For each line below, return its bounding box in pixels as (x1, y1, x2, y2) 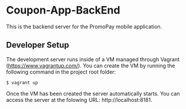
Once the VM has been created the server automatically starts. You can (6, 90, 180, 97)
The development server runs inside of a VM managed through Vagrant (6, 55, 180, 62)
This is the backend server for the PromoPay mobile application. (6, 23, 162, 30)
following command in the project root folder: (6, 68, 116, 75)
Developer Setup (6, 40, 70, 50)
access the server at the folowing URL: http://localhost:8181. (6, 96, 152, 103)
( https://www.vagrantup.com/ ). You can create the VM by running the (6, 62, 175, 69)
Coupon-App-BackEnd (6, 4, 120, 17)
